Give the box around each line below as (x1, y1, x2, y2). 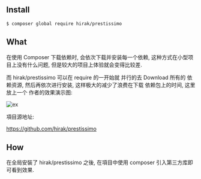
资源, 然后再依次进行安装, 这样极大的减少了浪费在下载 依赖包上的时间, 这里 (11, 81, 196, 89)
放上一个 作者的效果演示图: (6, 89, 73, 96)
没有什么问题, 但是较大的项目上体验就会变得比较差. (16, 61, 143, 68)
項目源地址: (6, 113, 35, 120)
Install (6, 5, 30, 15)
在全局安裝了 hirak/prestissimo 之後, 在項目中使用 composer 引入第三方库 (6, 159, 188, 166)
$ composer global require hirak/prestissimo (6, 20, 122, 26)
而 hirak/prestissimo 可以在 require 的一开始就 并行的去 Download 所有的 (6, 74, 186, 81)
